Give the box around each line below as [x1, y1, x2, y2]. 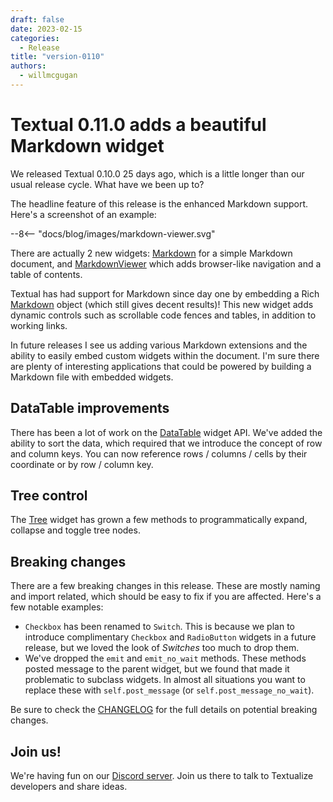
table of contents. [10, 268, 83, 280]
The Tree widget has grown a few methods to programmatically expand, [10, 514, 308, 526]
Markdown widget [10, 135, 165, 158]
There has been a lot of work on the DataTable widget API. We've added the [10, 426, 323, 438]
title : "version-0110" [10, 52, 105, 62]
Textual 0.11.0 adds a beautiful [10, 114, 267, 136]
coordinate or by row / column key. [10, 458, 154, 470]
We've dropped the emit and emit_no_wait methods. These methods [24, 652, 307, 665]
